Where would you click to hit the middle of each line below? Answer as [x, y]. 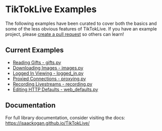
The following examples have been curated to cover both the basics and [81, 23]
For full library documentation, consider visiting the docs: [65, 117]
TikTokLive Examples [51, 9]
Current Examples [35, 50]
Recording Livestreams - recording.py [52, 84]
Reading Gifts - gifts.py [37, 62]
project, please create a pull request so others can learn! [65, 34]
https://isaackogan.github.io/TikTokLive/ [48, 123]
